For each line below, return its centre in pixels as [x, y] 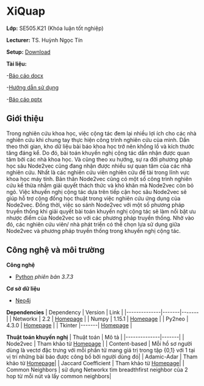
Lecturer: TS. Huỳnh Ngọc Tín [45, 40]
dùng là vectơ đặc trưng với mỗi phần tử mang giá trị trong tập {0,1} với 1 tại [101, 350]
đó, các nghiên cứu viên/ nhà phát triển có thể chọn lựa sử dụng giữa [93, 224]
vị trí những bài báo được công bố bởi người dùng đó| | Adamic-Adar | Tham [102, 357]
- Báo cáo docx [25, 75]
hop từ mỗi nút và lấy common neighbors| [59, 376]
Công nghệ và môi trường [56, 250]
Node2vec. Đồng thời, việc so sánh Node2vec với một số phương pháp [96, 205]
